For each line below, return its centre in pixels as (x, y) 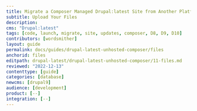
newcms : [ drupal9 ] (28, 83)
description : (22, 22)
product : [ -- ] (23, 93)
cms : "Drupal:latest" (33, 28)
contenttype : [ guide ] (33, 72)
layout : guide (23, 45)
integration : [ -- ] (28, 99)
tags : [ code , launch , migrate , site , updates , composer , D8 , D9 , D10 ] (94, 33)
